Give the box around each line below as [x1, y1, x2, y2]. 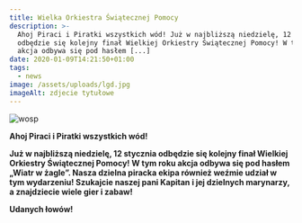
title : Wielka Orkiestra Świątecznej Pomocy [9, 13, 179, 22]
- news [17, 72, 42, 81]
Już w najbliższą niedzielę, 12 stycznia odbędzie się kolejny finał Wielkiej [9, 147, 289, 158]
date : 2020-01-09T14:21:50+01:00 [9, 55, 135, 64]
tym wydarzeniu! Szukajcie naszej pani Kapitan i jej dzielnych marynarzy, [9, 176, 290, 187]
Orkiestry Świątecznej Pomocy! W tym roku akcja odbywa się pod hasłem [9, 157, 290, 168]
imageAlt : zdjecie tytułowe [9, 88, 115, 97]
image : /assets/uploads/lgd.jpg [9, 80, 130, 89]
